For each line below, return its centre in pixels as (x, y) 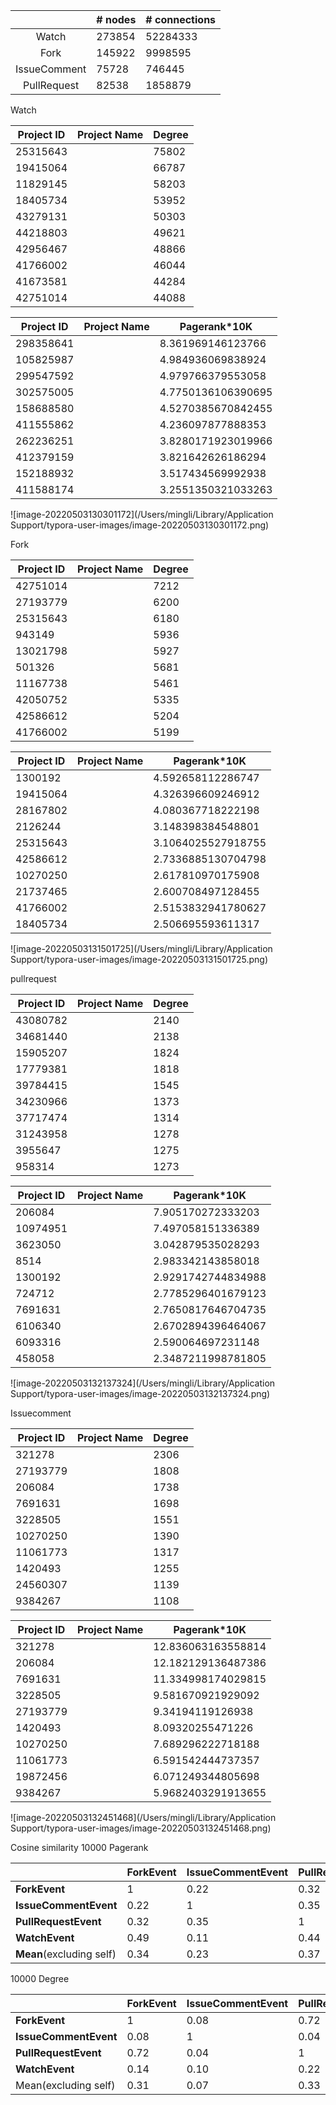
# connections (181, 19)
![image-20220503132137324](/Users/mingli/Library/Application (143, 1383)
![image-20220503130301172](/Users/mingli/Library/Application (142, 514)
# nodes (116, 19)
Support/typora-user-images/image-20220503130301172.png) (140, 525)
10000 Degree (40, 1978)
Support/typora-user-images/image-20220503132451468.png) (141, 1828)
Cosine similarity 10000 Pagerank (79, 1847)
